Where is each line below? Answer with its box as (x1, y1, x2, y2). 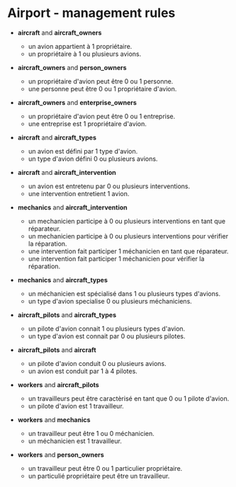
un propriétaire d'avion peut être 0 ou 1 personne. (28, 76, 174, 86)
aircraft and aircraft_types (17, 133, 97, 142)
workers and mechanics (17, 416, 91, 424)
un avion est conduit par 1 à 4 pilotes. (28, 367, 138, 375)
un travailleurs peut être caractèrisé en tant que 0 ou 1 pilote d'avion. (28, 394, 230, 403)
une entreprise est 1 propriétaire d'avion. (28, 119, 147, 128)
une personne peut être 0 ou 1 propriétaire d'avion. (28, 84, 177, 93)
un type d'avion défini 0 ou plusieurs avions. (28, 154, 158, 163)
